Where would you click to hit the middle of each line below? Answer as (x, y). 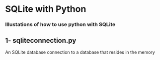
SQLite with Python (46, 9)
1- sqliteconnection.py (41, 40)
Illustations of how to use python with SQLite (60, 25)
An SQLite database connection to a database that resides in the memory (80, 52)
